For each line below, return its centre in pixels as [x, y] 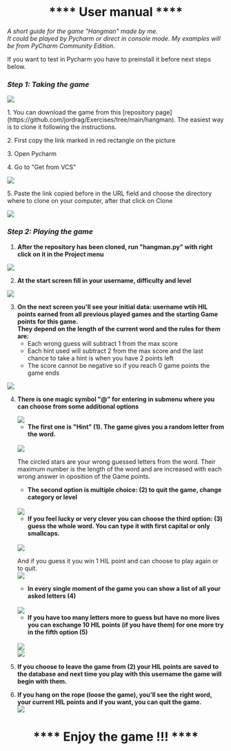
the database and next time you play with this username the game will [119, 674]
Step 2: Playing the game [50, 232]
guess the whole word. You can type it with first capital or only [119, 526]
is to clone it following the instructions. [62, 127]
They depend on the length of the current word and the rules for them [119, 329]
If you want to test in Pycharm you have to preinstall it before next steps [109, 59]
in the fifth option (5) [58, 632]
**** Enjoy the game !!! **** [116, 737]
